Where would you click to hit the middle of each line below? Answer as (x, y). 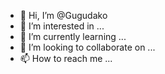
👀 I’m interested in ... (62, 26)
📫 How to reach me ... (66, 58)
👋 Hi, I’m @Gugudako (63, 15)
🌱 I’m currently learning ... (73, 36)
